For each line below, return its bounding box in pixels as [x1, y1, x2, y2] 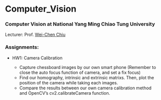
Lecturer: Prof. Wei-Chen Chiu [5, 32, 66, 37]
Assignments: [5, 44, 39, 50]
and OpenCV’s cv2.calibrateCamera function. [19, 90, 110, 96]
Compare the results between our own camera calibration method [19, 85, 152, 91]
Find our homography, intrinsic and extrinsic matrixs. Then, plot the [19, 74, 154, 81]
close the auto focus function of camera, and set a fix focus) [19, 69, 141, 75]
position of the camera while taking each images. [19, 80, 118, 85]
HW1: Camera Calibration [12, 55, 63, 61]
